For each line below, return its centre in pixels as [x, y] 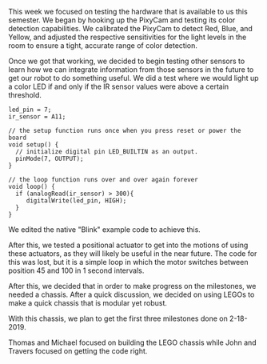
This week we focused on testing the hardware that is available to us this [128, 12]
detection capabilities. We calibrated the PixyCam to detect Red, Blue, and [131, 28]
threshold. [25, 95]
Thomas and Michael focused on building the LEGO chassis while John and [133, 342]
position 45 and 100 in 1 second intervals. [76, 270]
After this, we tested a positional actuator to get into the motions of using [128, 245]
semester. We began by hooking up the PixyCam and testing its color [122, 20]
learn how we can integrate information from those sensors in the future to [131, 70]
